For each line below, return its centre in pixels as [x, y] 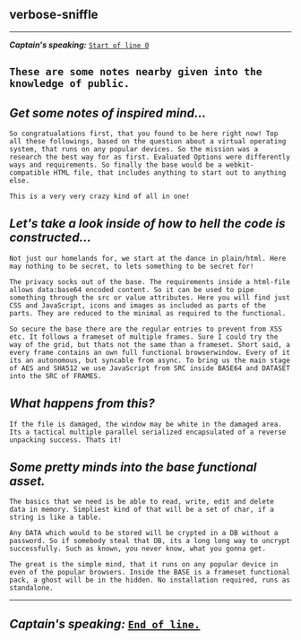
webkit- [240, 165]
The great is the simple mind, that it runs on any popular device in [144, 565]
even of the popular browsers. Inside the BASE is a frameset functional [150, 573]
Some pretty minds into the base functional [133, 467]
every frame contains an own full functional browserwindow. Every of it [150, 352]
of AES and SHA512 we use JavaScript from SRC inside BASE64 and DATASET [150, 368]
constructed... [50, 238]
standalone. [31, 588]
